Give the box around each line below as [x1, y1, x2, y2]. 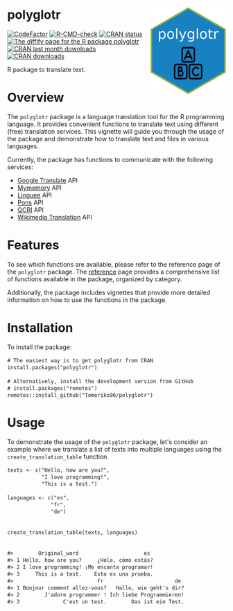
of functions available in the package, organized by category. [7, 274, 182, 283]
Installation [7, 320, 74, 335]
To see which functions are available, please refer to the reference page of [7, 260, 221, 268]
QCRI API [17, 205, 44, 214]
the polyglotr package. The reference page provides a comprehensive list [7, 267, 220, 276]
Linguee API [17, 191, 52, 199]
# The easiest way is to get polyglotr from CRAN [7, 357, 154, 364]
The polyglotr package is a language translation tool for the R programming [7, 112, 225, 121]
